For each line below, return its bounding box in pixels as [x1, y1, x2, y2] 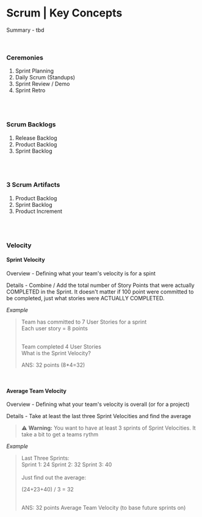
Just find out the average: [21, 474, 87, 482]
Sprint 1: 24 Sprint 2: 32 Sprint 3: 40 [21, 461, 112, 468]
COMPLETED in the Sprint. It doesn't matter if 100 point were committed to [6, 287, 194, 295]
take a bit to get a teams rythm [21, 431, 99, 438]
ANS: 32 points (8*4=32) [21, 361, 85, 369]
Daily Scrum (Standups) [15, 74, 75, 81]
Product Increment [15, 208, 63, 215]
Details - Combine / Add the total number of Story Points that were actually [6, 281, 195, 289]
